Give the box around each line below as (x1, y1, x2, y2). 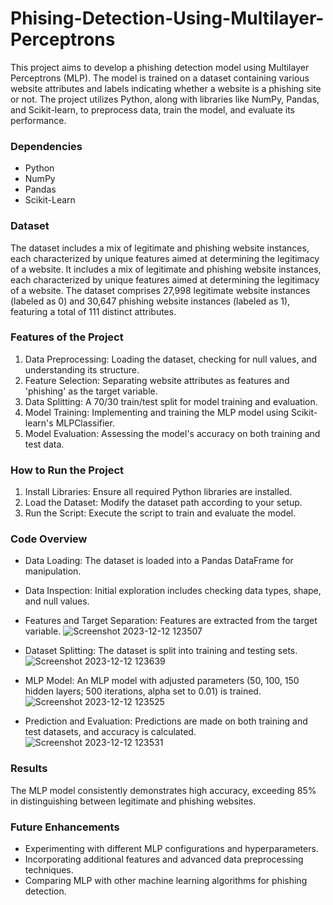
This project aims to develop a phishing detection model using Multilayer (10, 61, 310, 73)
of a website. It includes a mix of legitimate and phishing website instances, (10, 263, 322, 275)
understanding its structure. (24, 363, 140, 376)
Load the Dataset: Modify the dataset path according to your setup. (24, 497, 303, 509)
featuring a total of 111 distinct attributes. (10, 305, 177, 317)
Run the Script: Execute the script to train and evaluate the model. (24, 507, 297, 519)
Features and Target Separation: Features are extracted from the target (24, 615, 318, 627)
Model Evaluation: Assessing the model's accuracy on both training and (24, 427, 321, 439)
